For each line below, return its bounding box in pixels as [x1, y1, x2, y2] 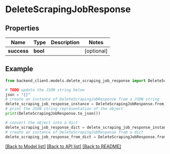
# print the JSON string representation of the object [5, 106, 123, 111]
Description [51, 39, 80, 46]
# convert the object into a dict [5, 120, 78, 125]
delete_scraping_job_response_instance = [5, 102, 94, 107]
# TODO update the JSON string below [5, 87, 85, 93]
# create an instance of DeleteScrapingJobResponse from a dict [5, 130, 144, 135]
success [8, 47, 29, 54]
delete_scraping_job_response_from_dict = [5, 134, 96, 139]
